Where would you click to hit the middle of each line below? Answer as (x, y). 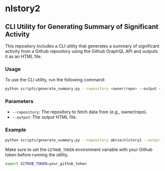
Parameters (19, 101)
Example (16, 130)
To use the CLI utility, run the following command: (55, 80)
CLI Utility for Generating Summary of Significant (82, 27)
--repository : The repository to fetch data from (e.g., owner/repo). (80, 112)
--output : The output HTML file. (44, 117)
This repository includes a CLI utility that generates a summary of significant (82, 46)
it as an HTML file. (24, 56)
